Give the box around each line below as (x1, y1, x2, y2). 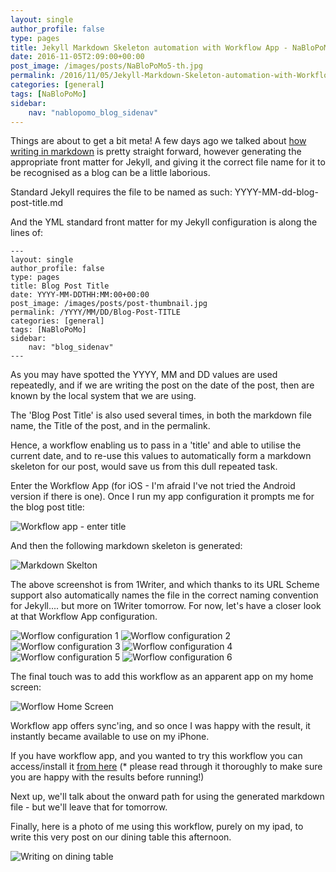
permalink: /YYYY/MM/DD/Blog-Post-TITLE (10, 307, 182, 318)
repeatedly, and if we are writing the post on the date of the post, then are (10, 379, 315, 391)
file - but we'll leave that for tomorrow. (10, 801, 168, 813)
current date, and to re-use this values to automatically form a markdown (10, 450, 312, 462)
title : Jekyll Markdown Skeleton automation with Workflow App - (10, 42, 288, 53)
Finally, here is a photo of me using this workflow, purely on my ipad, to (10, 821, 304, 833)
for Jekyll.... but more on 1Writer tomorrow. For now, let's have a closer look (10, 600, 322, 612)
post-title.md (10, 197, 64, 209)
